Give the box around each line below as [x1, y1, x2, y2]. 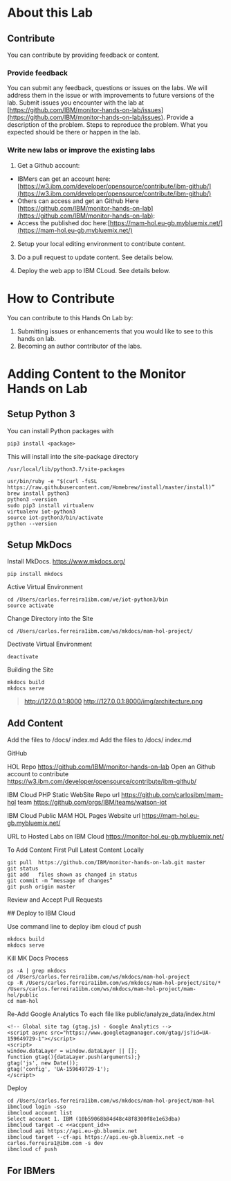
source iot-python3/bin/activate [7, 514, 104, 521]
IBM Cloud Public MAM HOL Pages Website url [7, 812, 140, 820]
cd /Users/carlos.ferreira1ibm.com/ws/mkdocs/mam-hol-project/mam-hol [7, 1097, 215, 1105]
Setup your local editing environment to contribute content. [17, 239, 186, 247]
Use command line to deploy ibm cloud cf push [7, 922, 142, 931]
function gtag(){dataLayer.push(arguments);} [7, 1053, 140, 1061]
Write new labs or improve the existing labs [7, 146, 156, 155]
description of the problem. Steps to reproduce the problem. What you [7, 121, 208, 129]
